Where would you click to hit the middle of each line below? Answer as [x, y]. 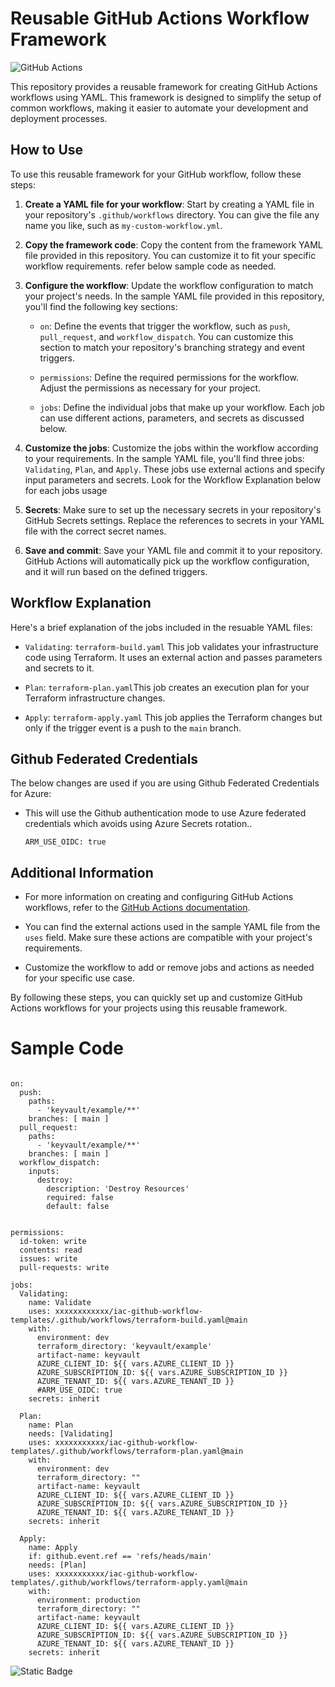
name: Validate [60, 1303]
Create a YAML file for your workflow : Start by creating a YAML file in [169, 204]
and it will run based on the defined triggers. [116, 571]
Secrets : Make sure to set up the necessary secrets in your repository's [173, 509]
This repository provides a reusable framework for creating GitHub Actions [164, 86]
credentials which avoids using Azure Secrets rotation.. [138, 824]
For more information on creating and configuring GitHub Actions [159, 897]
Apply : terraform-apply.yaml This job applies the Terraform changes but [173, 717]
